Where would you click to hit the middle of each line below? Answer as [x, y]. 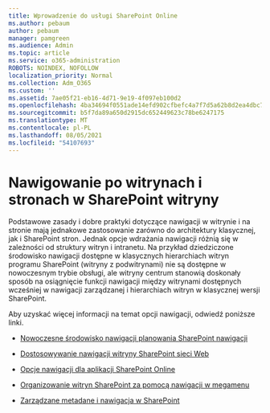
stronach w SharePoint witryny [114, 200]
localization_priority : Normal [61, 76]
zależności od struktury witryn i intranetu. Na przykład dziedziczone [121, 247]
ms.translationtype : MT [48, 121]
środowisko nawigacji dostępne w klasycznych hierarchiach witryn [119, 256]
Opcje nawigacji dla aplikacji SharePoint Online [97, 370]
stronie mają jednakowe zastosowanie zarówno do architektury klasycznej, [132, 231]
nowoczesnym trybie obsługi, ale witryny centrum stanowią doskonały [125, 273]
